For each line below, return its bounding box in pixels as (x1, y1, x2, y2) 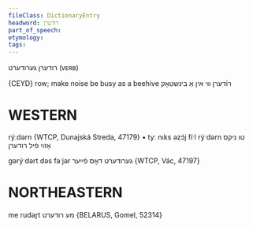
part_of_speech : (8, 26, 61, 34)
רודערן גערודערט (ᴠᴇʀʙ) (8, 63, 79, 73)
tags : (8, 41, 26, 49)
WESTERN (8, 106, 77, 125)
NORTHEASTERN (8, 184, 123, 202)
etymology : (8, 33, 44, 42)
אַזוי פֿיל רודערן (8, 141, 51, 151)
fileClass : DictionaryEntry (8, 11, 101, 20)
